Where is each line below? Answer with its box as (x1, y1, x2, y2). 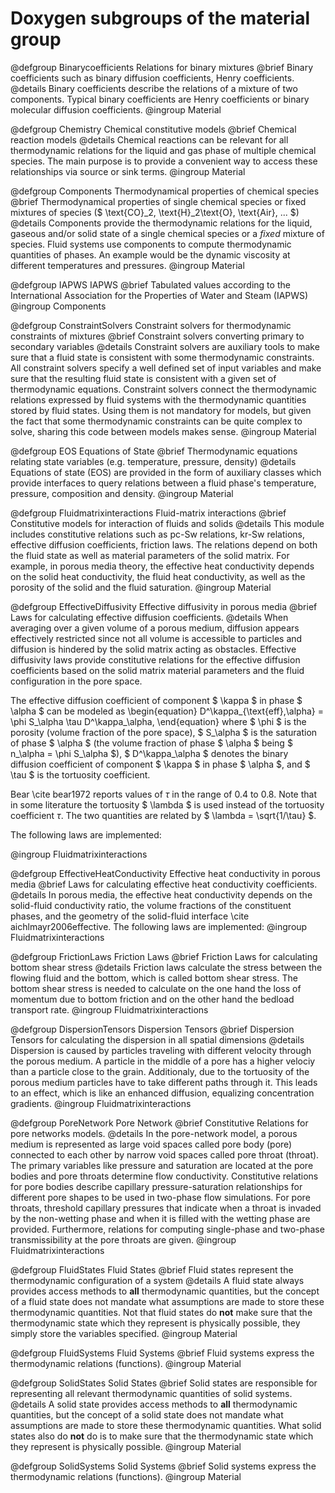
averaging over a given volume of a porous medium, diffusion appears (10, 622, 300, 634)
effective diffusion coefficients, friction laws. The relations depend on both (10, 538, 318, 551)
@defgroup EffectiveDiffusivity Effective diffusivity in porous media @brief (10, 600, 318, 612)
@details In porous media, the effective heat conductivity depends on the (10, 888, 313, 901)
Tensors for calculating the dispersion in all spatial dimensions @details (10, 1033, 305, 1046)
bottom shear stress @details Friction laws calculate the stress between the (10, 961, 323, 973)
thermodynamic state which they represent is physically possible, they (10, 1317, 301, 1329)
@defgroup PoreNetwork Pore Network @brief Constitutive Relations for (10, 1117, 309, 1129)
